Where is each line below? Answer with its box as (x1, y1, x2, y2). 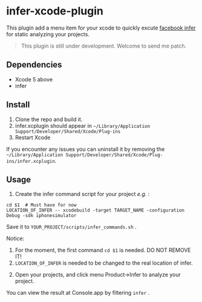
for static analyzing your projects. (6, 30, 90, 37)
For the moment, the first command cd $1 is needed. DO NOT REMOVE (14, 247, 191, 254)
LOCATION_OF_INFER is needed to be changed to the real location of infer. (14, 259, 193, 266)
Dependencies (6, 60, 62, 70)
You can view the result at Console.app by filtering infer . (6, 289, 150, 297)
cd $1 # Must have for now (6, 202, 77, 209)
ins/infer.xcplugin (6, 158, 55, 164)
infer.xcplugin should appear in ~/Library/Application (14, 122, 151, 129)
